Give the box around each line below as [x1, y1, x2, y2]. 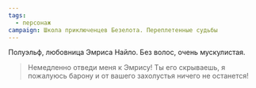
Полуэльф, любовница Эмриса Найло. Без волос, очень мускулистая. [8, 48, 246, 57]
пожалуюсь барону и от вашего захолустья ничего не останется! [27, 71, 250, 81]
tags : [8, 11, 26, 20]
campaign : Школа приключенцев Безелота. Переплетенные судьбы [8, 26, 218, 34]
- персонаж [15, 19, 52, 27]
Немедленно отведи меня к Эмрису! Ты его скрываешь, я [27, 63, 226, 72]
